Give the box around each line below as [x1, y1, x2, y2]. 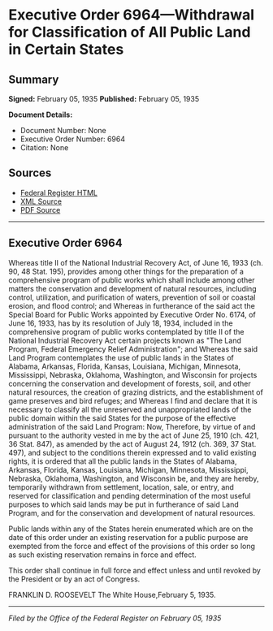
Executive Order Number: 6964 [19, 134, 126, 144]
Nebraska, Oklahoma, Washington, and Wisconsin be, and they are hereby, [8, 473, 259, 483]
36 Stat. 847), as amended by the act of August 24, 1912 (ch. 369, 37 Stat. [8, 439, 257, 448]
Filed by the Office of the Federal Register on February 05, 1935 [8, 613, 222, 623]
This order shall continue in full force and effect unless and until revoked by [8, 565, 262, 575]
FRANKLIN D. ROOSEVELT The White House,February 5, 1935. [8, 590, 217, 599]
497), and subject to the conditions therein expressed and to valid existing [8, 447, 257, 457]
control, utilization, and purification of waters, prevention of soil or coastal [8, 292, 256, 302]
